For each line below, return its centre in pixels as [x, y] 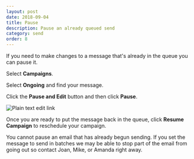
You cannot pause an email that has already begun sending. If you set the [96, 137]
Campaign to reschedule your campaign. [56, 126]
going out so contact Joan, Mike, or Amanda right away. [75, 150]
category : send [25, 34]
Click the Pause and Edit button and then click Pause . [72, 96]
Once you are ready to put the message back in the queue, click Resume [95, 119]
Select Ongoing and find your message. [55, 85]
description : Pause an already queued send [61, 28]
